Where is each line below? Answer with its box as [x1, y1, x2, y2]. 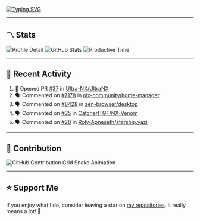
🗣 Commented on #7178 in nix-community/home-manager [14, 91, 160, 98]
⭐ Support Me [6, 182, 58, 193]
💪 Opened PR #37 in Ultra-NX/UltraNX [14, 85, 109, 92]
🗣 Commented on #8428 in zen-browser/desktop [14, 100, 138, 107]
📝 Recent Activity [6, 69, 72, 79]
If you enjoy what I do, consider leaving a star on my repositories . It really [6, 201, 186, 208]
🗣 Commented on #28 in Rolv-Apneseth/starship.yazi [14, 118, 148, 125]
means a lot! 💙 [6, 208, 42, 215]
